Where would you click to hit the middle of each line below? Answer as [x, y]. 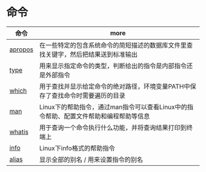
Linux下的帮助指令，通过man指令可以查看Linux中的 [113, 107]
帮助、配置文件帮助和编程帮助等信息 [97, 116]
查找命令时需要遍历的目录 [88, 95]
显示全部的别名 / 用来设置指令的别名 [91, 159]
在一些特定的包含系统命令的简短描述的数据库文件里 [113, 45]
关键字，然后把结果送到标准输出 [91, 54]
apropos [21, 49]
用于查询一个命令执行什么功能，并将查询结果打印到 [113, 127]
